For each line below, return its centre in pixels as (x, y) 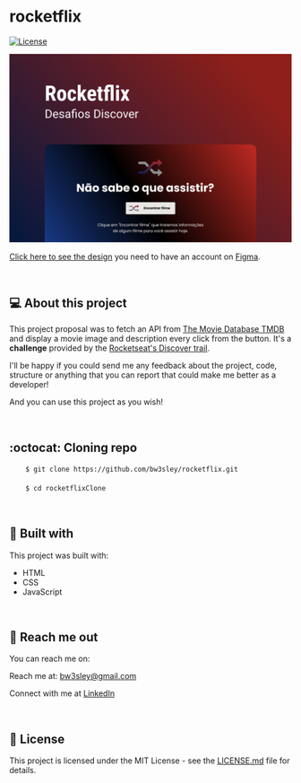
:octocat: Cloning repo (73, 447)
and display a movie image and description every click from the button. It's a (150, 339)
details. (23, 770)
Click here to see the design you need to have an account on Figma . (135, 257)
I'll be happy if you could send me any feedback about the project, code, (143, 366)
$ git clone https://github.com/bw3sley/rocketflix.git (132, 470)
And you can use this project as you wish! (86, 402)
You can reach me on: (50, 659)
